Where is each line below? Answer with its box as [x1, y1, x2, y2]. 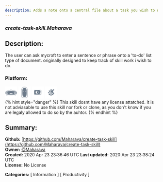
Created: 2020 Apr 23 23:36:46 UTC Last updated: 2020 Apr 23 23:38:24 [5, 152, 155, 158]
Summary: [5, 124, 37, 132]
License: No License [5, 162, 47, 168]
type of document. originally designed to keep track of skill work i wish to [5, 57, 152, 63]
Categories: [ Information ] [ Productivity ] [5, 172, 90, 178]
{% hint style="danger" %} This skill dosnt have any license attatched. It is [5, 99, 154, 105]
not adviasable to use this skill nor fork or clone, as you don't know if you [5, 104, 151, 110]
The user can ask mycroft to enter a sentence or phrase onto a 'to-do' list [5, 53, 152, 58]
